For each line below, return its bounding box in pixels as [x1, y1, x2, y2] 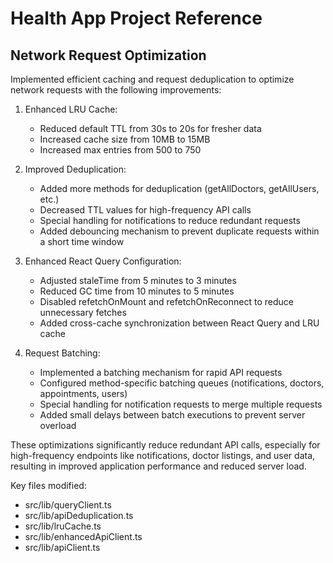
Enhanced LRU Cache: [24, 103, 118, 115]
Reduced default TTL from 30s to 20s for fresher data [39, 123, 262, 134]
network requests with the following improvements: [10, 84, 222, 96]
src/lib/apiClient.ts [24, 542, 101, 553]
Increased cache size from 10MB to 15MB [39, 133, 211, 145]
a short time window [39, 236, 125, 247]
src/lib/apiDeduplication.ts [24, 510, 134, 521]
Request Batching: [24, 347, 101, 359]
